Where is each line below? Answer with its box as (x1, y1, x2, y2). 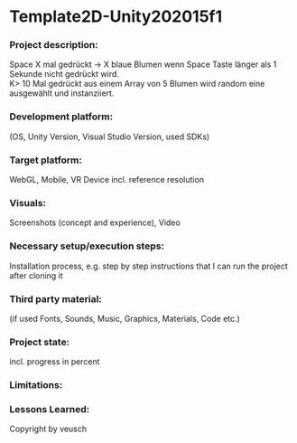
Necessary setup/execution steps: (9, 240, 165, 252)
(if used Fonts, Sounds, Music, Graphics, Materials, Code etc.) (9, 313, 241, 324)
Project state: (9, 335, 70, 348)
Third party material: (9, 292, 102, 305)
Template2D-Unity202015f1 (9, 6, 223, 27)
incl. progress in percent (9, 356, 100, 367)
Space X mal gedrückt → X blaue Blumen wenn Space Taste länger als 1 (9, 59, 277, 70)
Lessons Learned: (9, 403, 90, 416)
